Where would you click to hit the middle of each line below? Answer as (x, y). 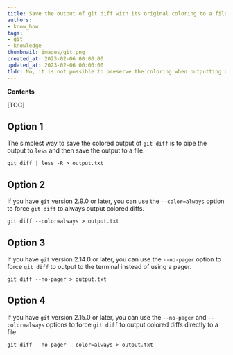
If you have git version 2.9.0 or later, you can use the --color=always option (116, 201)
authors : (20, 20)
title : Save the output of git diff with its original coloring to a (110, 14)
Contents (21, 92)
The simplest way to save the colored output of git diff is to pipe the (107, 144)
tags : (15, 33)
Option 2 (26, 184)
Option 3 (26, 242)
